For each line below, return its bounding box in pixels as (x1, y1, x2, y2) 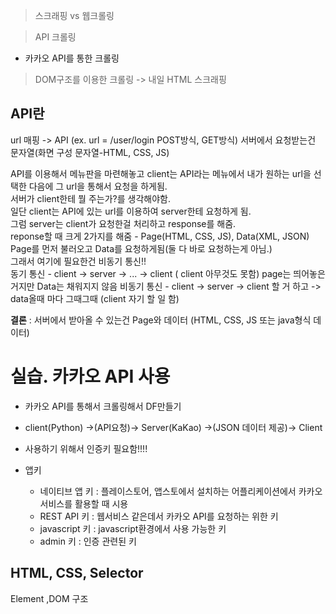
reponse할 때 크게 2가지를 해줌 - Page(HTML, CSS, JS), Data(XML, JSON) (10, 230, 310, 242)
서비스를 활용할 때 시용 (39, 497, 129, 509)
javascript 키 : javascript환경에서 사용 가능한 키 (39, 522, 227, 534)
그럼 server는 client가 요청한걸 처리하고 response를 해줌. (10, 217, 237, 229)
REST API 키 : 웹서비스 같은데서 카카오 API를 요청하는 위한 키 (39, 510, 279, 522)
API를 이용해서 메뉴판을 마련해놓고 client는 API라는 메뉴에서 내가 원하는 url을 (10, 167, 312, 179)
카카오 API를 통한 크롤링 (24, 52, 120, 64)
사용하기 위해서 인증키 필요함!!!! (24, 442, 148, 454)
